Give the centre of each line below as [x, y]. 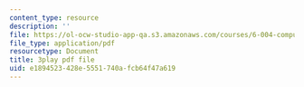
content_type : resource [54, 18]
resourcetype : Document [54, 52]
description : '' [40, 26]
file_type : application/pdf [62, 43]
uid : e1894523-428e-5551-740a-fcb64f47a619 [93, 69]
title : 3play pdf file [52, 60]
